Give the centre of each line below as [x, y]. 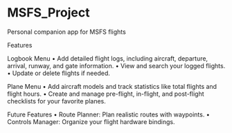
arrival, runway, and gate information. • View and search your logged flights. [116, 65]
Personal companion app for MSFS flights [66, 32]
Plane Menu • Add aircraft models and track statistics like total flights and [112, 86]
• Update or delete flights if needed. [59, 73]
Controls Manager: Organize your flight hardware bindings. [91, 121]
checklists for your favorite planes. [56, 101]
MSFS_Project [48, 13]
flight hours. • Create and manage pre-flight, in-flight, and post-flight [106, 94]
